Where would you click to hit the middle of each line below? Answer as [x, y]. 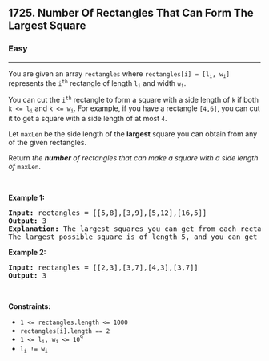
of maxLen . [25, 166]
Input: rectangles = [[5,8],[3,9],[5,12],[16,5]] [108, 213]
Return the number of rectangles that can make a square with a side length [133, 158]
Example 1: [27, 197]
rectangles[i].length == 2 [65, 331]
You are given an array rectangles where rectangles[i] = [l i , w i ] [119, 74]
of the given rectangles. [47, 142]
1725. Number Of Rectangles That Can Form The [131, 13]
